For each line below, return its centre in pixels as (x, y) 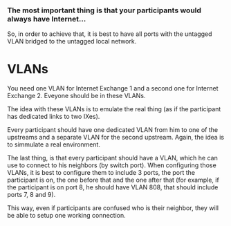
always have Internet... (47, 19)
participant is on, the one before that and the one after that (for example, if (113, 180)
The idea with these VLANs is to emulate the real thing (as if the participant (114, 109)
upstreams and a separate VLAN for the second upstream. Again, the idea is (116, 138)
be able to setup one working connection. (66, 216)
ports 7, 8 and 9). (31, 195)
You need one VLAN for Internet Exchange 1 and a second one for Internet (113, 88)
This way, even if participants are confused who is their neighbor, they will (113, 208)
